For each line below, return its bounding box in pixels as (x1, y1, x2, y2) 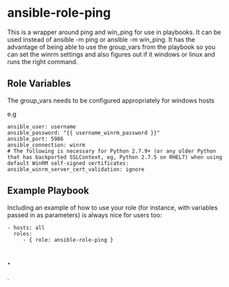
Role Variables (7, 78, 71, 90)
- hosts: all (7, 224, 45, 231)
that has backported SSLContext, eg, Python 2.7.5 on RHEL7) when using (7, 153, 223, 161)
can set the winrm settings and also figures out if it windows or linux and (7, 50, 216, 59)
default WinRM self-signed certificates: (7, 160, 129, 166)
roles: (13, 230, 33, 238)
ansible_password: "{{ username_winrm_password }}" (7, 129, 160, 137)
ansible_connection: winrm (7, 141, 86, 148)
